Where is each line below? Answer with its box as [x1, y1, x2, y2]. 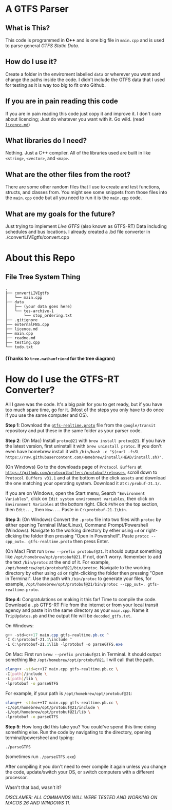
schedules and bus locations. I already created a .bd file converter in [5, 229, 150, 235]
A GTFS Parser [5, 3, 69, 15]
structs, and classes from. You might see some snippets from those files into [5, 189, 167, 196]
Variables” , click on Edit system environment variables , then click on [5, 495, 155, 502]
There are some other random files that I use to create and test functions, [5, 184, 161, 190]
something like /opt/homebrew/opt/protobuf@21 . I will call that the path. [5, 657, 154, 663]
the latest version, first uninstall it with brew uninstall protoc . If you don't [5, 442, 162, 449]
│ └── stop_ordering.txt [5, 313, 72, 318]
